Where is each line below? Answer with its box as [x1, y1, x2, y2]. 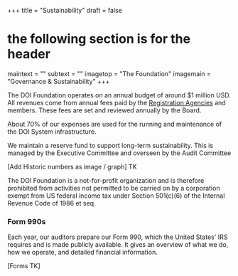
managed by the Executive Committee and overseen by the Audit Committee [7, 149, 232, 157]
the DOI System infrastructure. [7, 127, 97, 136]
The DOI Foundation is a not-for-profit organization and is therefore [7, 176, 205, 184]
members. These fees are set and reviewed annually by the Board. [7, 106, 202, 115]
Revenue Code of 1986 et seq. [7, 198, 96, 207]
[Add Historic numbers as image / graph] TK [7, 162, 137, 171]
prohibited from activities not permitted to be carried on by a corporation [7, 184, 220, 192]
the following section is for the [7, 31, 190, 47]
